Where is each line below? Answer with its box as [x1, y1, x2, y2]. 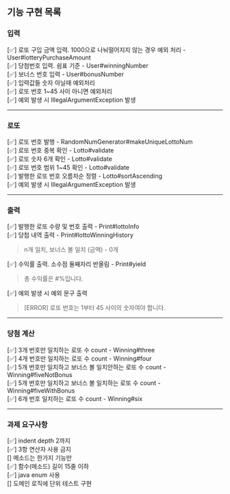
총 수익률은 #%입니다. [23, 274, 84, 283]
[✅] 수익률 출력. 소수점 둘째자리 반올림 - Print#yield [7, 260, 146, 268]
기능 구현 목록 [7, 6, 62, 18]
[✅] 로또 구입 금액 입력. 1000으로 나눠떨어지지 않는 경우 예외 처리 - [7, 45, 186, 53]
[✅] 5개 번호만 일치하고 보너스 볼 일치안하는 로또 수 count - [7, 363, 166, 371]
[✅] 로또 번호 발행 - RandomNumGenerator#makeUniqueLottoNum [7, 138, 193, 146]
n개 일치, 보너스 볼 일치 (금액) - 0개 [23, 246, 118, 254]
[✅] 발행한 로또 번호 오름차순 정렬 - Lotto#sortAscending [7, 172, 163, 180]
